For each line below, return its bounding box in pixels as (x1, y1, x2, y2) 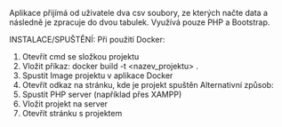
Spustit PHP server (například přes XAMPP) (21, 89, 182, 99)
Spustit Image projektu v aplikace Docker (21, 70, 173, 81)
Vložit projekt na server (21, 99, 109, 109)
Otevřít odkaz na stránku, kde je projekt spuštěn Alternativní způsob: (21, 80, 274, 90)
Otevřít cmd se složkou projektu (21, 52, 140, 61)
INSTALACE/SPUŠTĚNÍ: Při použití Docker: (9, 35, 165, 44)
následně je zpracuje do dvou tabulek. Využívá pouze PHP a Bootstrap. (9, 17, 270, 28)
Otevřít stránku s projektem (21, 108, 123, 118)
